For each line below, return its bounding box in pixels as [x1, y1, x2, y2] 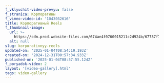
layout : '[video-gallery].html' [5, 66, 71, 71]
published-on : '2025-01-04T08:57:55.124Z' [5, 57, 93, 62]
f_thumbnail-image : [5, 25, 45, 30]
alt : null [9, 39, 29, 44]
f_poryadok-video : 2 [5, 62, 47, 66]
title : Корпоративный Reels [5, 21, 62, 26]
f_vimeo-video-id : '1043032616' [5, 16, 71, 21]
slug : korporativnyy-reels [5, 43, 60, 48]
